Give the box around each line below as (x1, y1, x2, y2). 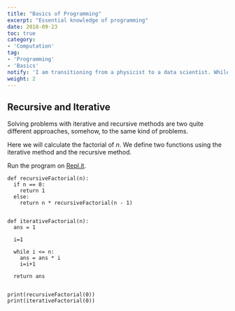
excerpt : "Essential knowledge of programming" (7, 17, 149, 24)
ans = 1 (13, 224, 36, 231)
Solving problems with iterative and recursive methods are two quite (7, 120, 204, 128)
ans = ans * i (20, 254, 61, 262)
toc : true (7, 29, 36, 37)
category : (7, 36, 36, 43)
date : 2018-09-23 (7, 23, 58, 30)
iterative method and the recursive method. (7, 148, 132, 157)
